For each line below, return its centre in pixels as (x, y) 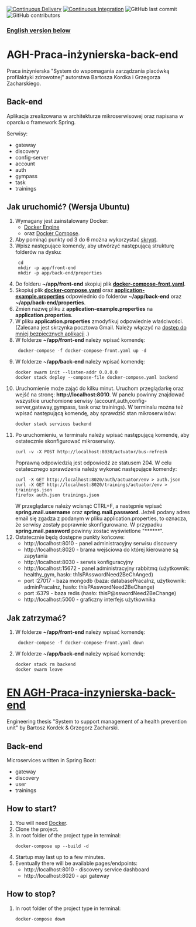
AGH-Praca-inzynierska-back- (99, 693)
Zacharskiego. (24, 83)
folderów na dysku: (38, 252)
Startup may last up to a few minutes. (60, 857)
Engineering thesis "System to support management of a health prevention (97, 722)
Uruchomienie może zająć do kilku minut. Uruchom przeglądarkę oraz (99, 388)
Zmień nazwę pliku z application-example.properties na (84, 309)
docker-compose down (40, 919)
